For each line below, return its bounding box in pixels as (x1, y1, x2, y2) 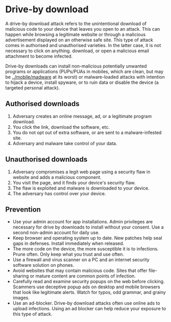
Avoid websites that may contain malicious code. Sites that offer (12, 267, 148, 274)
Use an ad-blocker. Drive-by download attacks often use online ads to (12, 300, 160, 306)
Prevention (5, 205, 41, 214)
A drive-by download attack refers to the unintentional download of (5, 20, 147, 27)
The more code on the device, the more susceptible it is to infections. (12, 246, 159, 252)
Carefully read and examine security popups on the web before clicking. (12, 279, 165, 285)
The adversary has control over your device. (12, 190, 106, 196)
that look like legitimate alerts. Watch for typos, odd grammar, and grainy (12, 289, 166, 295)
